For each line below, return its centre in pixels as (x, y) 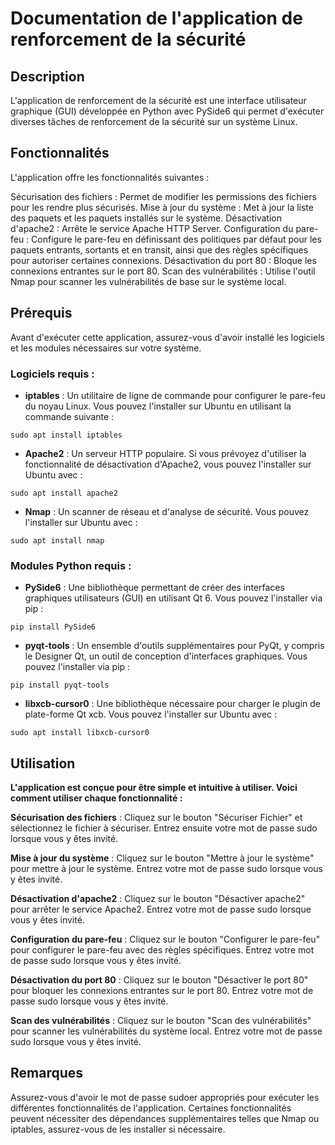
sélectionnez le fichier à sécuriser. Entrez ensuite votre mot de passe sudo (164, 828)
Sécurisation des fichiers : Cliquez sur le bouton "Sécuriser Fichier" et (156, 818)
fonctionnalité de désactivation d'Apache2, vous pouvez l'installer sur (168, 464)
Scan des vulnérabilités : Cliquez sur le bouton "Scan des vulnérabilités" (161, 1021)
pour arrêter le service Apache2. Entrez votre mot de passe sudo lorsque (161, 909)
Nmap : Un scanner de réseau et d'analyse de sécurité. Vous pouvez (167, 511)
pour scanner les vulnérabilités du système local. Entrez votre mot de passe (166, 1031)
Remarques (47, 1073)
